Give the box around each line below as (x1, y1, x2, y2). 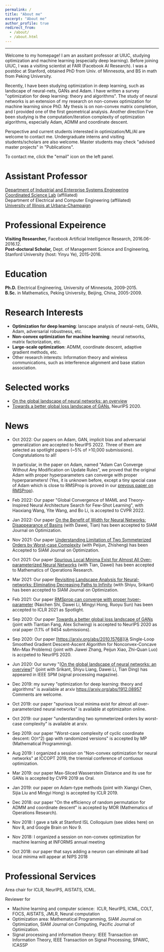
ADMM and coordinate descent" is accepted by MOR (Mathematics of (12, 804, 153, 810)
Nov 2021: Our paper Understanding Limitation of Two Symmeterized (12, 536, 151, 543)
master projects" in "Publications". (5, 144, 74, 150)
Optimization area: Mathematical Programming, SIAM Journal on (12, 916, 142, 922)
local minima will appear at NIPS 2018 (12, 854, 88, 860)
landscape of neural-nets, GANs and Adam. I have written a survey (5, 88, 140, 93)
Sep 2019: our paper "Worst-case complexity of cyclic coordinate (12, 730, 144, 736)
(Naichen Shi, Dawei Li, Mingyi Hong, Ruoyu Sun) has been (34, 601, 153, 607)
